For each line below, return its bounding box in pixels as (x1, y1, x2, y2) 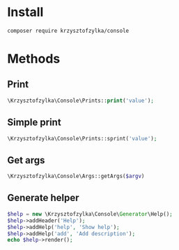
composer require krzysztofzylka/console (7, 27, 130, 34)
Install (7, 4, 44, 20)
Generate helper (7, 192, 79, 204)
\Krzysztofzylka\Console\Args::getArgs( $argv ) (7, 172, 145, 180)
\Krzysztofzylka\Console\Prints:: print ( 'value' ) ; (7, 97, 155, 104)
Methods (7, 51, 61, 66)
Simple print (7, 117, 61, 128)
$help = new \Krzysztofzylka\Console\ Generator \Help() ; (7, 210, 173, 217)
